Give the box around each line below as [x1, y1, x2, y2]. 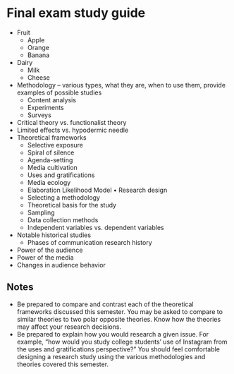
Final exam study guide [6, 5, 146, 21]
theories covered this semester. [16, 360, 109, 368]
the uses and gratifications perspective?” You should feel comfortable [16, 344, 220, 354]
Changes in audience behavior [16, 260, 106, 269]
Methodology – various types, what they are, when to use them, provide [16, 80, 226, 89]
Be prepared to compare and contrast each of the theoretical [16, 300, 194, 308]
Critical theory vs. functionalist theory [16, 118, 127, 126]
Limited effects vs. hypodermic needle [16, 126, 129, 134]
